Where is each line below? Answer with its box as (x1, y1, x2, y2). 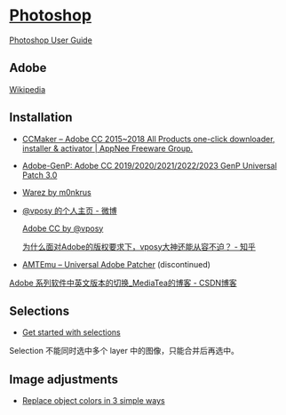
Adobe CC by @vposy (21, 223, 104, 234)
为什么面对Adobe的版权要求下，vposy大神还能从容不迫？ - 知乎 (21, 241, 256, 251)
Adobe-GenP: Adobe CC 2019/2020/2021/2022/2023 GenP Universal (21, 160, 277, 171)
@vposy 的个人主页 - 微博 (21, 205, 117, 216)
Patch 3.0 (21, 170, 58, 180)
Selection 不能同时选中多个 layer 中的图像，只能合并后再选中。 (9, 346, 240, 356)
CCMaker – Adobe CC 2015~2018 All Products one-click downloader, (21, 133, 275, 144)
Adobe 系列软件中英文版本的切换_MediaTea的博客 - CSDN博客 (9, 277, 237, 288)
